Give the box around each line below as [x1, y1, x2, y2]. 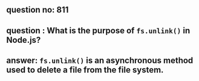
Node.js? [6, 34, 41, 45]
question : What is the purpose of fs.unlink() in [6, 25, 191, 36]
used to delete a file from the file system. [6, 65, 164, 75]
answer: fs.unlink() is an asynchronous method [6, 56, 194, 66]
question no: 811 [6, 5, 69, 15]
